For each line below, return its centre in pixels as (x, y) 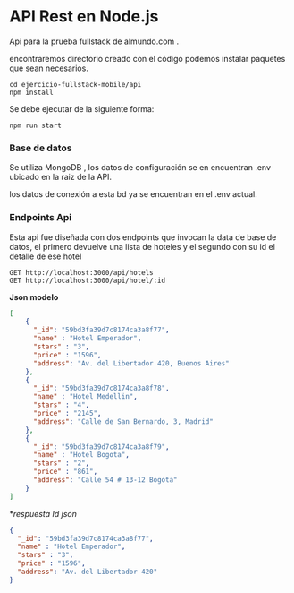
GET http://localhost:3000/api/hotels (81, 272)
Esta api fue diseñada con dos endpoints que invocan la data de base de (143, 237)
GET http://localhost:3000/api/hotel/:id (88, 280)
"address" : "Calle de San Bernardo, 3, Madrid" (123, 421)
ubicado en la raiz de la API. (61, 177)
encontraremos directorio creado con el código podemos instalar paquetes (147, 58)
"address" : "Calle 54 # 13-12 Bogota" (105, 480)
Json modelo (34, 296)
